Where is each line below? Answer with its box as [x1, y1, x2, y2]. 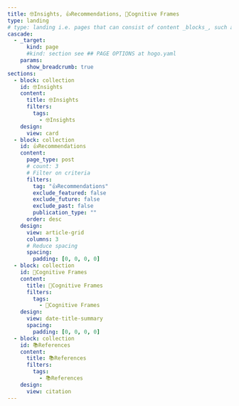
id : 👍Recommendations [20, 143, 87, 150]
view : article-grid [26, 229, 84, 236]
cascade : [7, 30, 33, 38]
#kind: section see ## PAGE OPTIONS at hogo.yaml [26, 51, 176, 58]
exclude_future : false [33, 196, 100, 203]
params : [20, 57, 43, 64]
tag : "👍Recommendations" [33, 182, 109, 189]
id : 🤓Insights [20, 83, 63, 90]
